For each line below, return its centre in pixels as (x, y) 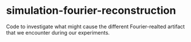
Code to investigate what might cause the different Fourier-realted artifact (95, 26)
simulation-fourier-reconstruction (91, 11)
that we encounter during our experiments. (58, 32)
